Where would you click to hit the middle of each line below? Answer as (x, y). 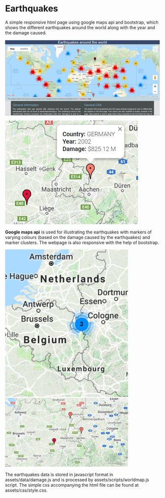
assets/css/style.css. (27, 490)
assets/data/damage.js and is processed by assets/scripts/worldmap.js (77, 480)
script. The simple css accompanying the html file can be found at (72, 485)
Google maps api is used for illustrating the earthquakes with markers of (79, 232)
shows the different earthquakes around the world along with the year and (80, 27)
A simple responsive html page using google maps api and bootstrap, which (82, 22)
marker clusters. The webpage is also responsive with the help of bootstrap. (82, 242)
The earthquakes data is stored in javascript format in (59, 475)
